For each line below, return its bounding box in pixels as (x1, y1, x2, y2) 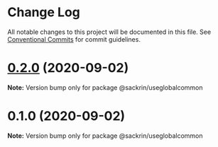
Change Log (7, 4, 80, 20)
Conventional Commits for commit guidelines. (7, 35, 141, 43)
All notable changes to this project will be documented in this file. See (7, 28, 212, 36)
